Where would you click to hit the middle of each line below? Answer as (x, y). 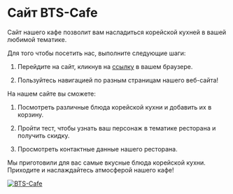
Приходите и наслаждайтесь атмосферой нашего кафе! (91, 170)
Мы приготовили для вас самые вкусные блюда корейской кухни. (107, 163)
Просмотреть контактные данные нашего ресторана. (97, 149)
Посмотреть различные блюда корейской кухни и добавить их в (114, 107)
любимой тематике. (37, 39)
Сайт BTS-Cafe (52, 13)
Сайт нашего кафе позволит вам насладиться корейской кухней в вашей (117, 32)
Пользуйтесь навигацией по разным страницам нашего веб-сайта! (118, 80)
